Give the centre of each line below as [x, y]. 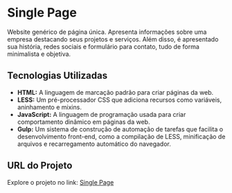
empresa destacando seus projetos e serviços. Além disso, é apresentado [113, 39]
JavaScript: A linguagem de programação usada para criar [101, 114]
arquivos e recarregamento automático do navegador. [94, 144]
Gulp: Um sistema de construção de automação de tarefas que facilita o [120, 129]
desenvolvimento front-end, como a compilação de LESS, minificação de [121, 136]
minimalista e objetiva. [39, 54]
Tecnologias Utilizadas [57, 76]
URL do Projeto [40, 166]
